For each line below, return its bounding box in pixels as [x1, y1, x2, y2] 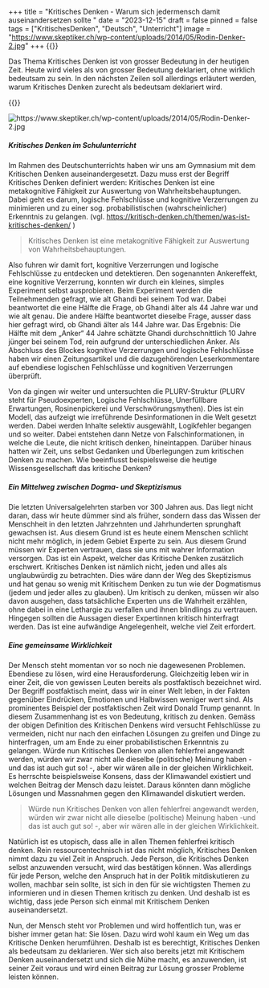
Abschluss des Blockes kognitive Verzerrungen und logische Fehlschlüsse [8, 345, 255, 355]
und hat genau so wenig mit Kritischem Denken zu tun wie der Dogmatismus [8, 579, 262, 588]
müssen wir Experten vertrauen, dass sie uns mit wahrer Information [8, 544, 235, 554]
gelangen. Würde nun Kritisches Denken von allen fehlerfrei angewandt [8, 745, 245, 755]
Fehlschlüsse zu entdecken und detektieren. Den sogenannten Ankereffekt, [8, 269, 258, 278]
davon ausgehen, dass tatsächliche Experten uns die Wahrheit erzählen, [8, 596, 247, 605]
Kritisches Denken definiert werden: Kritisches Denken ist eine [8, 177, 215, 187]
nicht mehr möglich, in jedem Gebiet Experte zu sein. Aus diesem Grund [8, 536, 247, 546]
